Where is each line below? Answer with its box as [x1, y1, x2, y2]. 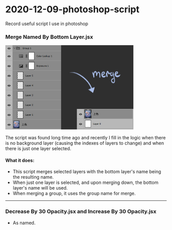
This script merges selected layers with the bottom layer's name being [12, 169, 161, 175]
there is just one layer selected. [5, 145, 72, 152]
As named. [12, 219, 36, 226]
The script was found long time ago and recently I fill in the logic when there [5, 135, 166, 141]
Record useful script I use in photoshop [5, 20, 89, 27]
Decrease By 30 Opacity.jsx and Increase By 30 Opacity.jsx [5, 208, 157, 215]
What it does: [5, 157, 35, 163]
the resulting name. [12, 174, 54, 180]
